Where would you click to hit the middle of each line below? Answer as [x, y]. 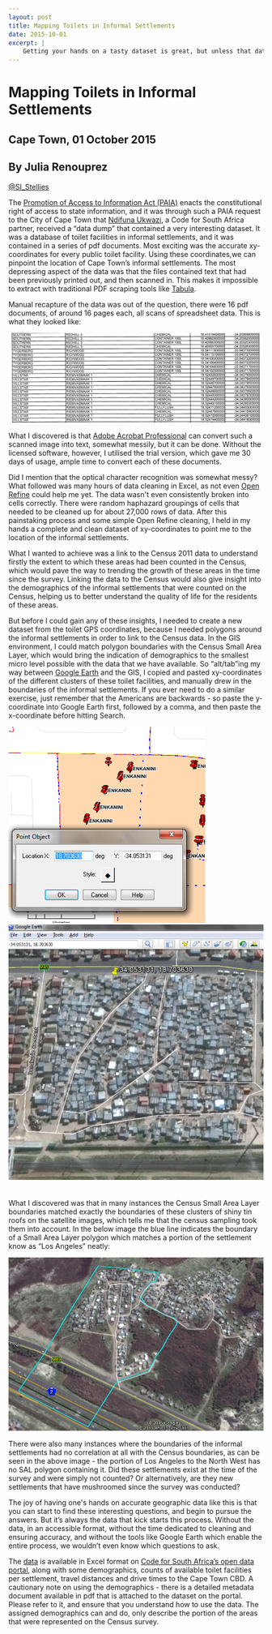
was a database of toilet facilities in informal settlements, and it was [121, 237]
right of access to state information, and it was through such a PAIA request [135, 211]
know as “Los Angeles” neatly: [59, 1246]
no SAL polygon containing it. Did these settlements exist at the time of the [133, 1469]
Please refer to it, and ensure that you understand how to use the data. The [134, 1604]
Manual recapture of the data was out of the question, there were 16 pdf [128, 304]
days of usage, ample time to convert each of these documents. [115, 461]
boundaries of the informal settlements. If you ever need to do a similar [127, 690]
